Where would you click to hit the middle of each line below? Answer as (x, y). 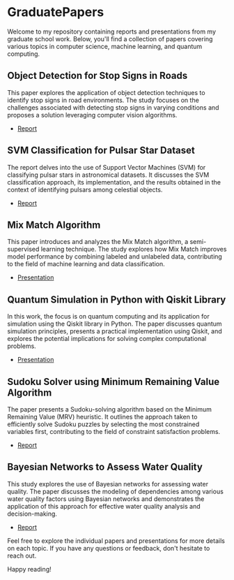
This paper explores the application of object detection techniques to (106, 92)
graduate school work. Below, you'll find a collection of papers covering (110, 38)
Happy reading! (29, 569)
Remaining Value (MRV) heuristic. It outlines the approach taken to (102, 417)
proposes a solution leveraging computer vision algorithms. (92, 115)
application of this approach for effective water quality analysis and (104, 506)
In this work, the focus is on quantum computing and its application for (109, 317)
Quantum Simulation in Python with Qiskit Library (117, 299)
